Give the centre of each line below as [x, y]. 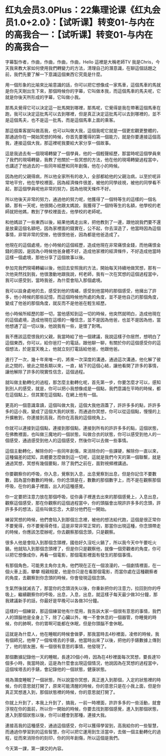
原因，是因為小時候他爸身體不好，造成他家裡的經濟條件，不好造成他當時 [87, 251]
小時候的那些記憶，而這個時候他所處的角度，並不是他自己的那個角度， [89, 297]
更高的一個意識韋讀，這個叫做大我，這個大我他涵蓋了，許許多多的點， [77, 405]
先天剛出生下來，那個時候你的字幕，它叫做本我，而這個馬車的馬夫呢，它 [87, 91]
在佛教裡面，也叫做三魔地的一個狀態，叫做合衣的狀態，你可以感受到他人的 [81, 434]
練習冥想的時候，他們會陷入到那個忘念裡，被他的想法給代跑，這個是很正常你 [83, 520]
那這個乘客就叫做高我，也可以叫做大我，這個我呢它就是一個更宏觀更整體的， [83, 130]
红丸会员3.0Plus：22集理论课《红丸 [79, 10]
